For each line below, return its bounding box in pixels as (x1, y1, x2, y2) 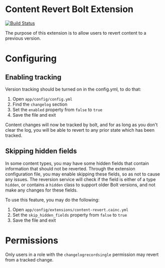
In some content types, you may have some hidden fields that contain (5, 160, 149, 166)
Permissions (5, 235, 59, 246)
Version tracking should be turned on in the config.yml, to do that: (5, 86, 141, 92)
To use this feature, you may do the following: (5, 197, 100, 203)
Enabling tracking (5, 73, 62, 81)
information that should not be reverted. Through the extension (5, 165, 135, 171)
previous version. (5, 35, 41, 41)
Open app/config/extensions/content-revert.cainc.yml (12, 206, 129, 212)
